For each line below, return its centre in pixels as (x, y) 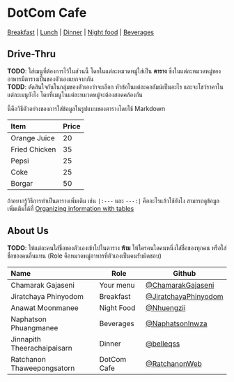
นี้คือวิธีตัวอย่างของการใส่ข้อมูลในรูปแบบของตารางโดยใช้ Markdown (86, 108)
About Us (28, 231)
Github (185, 273)
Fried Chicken (33, 149)
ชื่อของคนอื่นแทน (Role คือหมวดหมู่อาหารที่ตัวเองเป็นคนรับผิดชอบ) (85, 256)
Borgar (22, 183)
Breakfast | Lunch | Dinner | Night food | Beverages (81, 32)
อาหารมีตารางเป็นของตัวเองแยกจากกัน (50, 79)
